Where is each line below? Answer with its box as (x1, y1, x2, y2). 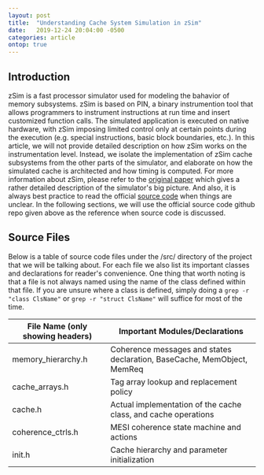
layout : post (8, 11, 51, 20)
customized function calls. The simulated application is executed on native (8, 116, 250, 125)
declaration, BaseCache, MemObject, (110, 354, 248, 365)
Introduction (8, 70, 71, 83)
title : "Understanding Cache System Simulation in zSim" (8, 19, 202, 27)
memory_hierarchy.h (12, 354, 88, 365)
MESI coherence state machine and (110, 421, 242, 432)
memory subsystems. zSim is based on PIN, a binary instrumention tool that (8, 99, 254, 109)
